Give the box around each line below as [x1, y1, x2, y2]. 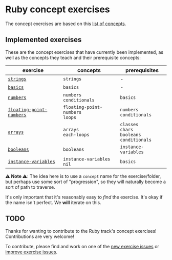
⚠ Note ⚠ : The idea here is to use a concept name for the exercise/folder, [5, 173, 161, 179]
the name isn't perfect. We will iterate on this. [5, 199, 101, 206]
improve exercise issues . [5, 249, 58, 255]
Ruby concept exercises [5, 4, 110, 15]
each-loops [63, 132, 90, 137]
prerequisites [125, 67, 159, 74]
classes [120, 122, 139, 127]
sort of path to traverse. [5, 184, 55, 190]
